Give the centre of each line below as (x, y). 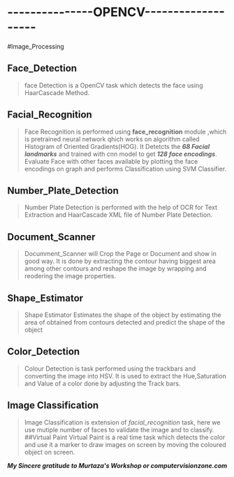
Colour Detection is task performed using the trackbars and (110, 369)
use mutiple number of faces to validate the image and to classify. (119, 429)
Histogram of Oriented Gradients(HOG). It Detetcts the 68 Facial (117, 146)
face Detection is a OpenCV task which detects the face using (114, 85)
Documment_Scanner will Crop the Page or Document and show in (120, 254)
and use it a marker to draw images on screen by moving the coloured (125, 444)
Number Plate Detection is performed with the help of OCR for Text (121, 208)
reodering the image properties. (70, 276)
